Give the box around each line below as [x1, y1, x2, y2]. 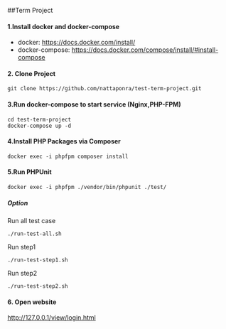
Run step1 [7, 242, 36, 251]
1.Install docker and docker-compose [7, 22, 119, 31]
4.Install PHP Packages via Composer [7, 137, 121, 146]
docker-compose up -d [7, 122, 72, 129]
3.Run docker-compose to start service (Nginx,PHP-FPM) [7, 100, 181, 109]
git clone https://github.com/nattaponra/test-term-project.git [7, 85, 202, 92]
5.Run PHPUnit [7, 168, 52, 176]
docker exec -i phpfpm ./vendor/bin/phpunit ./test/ [7, 184, 167, 191]
